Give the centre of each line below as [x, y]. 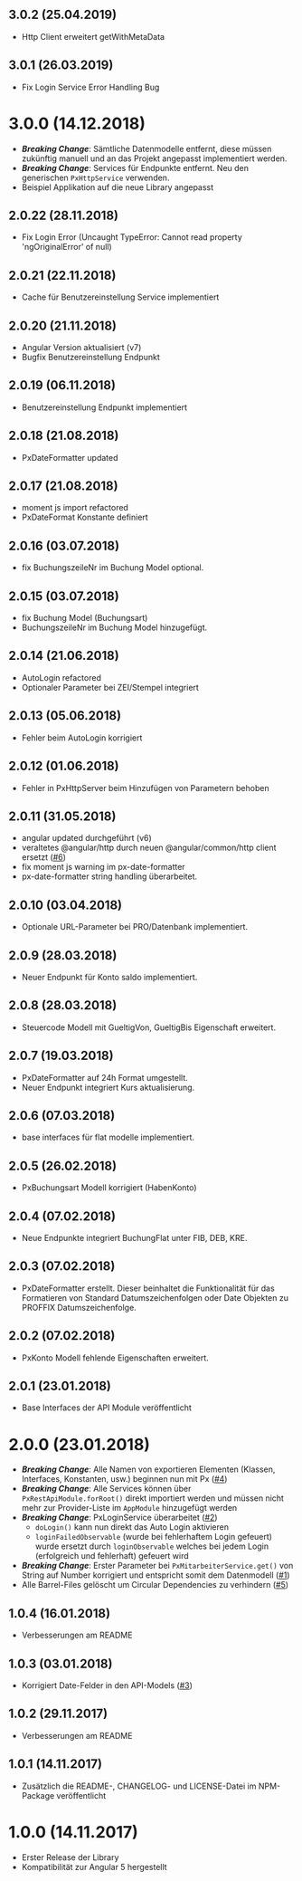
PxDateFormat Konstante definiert [85, 517]
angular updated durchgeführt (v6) [87, 838]
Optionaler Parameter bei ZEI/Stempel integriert [110, 687]
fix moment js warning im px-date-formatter [104, 867]
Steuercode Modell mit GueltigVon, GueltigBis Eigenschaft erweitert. [149, 1027]
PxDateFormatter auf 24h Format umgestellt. [105, 1077]
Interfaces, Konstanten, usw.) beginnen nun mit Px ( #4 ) [124, 1479]
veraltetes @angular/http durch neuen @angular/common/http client [149, 848]
